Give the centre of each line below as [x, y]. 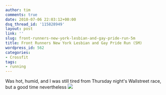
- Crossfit [17, 57]
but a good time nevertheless [36, 87]
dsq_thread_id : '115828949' [35, 24]
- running [16, 67]
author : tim [18, 10]
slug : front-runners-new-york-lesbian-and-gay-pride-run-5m [71, 39]
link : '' [15, 34]
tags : [11, 62]
